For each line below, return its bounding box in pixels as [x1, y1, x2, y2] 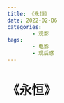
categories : [7, 23, 42, 30]
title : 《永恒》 [7, 10, 50, 18]
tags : [7, 37, 23, 44]
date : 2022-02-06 [7, 17, 58, 24]
